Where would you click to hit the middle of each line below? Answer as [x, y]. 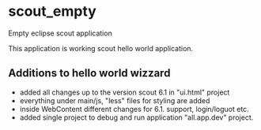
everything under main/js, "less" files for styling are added [115, 100]
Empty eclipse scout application [60, 33]
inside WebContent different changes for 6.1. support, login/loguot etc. [134, 109]
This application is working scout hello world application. [101, 48]
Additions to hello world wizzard [89, 73]
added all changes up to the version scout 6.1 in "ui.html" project [125, 92]
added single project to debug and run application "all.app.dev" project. [136, 117]
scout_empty [52, 11]
